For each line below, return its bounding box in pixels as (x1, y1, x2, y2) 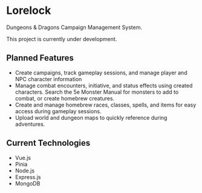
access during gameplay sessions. (15, 107, 102, 115)
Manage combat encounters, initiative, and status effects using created (15, 82, 193, 89)
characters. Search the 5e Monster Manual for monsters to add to (15, 88, 179, 96)
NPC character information (15, 75, 82, 82)
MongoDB (15, 180, 41, 187)
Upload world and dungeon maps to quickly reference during (15, 114, 168, 121)
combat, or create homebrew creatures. (15, 94, 115, 102)
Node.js (15, 167, 35, 174)
